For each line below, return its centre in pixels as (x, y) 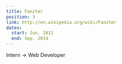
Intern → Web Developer (36, 55)
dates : (14, 28)
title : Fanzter (25, 11)
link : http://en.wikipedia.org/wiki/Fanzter (61, 22)
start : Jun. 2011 (33, 33)
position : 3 (21, 17)
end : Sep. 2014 (30, 38)
